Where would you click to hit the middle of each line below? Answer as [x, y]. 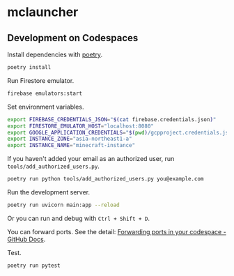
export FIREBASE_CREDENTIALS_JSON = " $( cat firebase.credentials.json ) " [112, 119]
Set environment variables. [46, 107]
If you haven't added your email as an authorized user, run [91, 159]
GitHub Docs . [26, 239]
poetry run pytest [34, 266]
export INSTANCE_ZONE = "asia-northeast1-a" [70, 139]
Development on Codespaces [73, 38]
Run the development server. [49, 192]
